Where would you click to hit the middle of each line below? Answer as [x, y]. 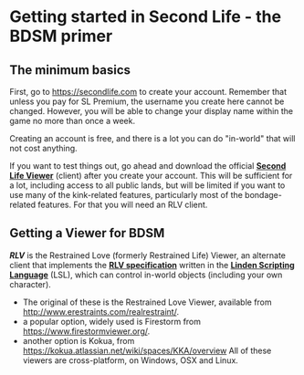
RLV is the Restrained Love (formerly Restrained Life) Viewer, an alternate [147, 255]
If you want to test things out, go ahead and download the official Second [148, 166]
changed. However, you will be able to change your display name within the [152, 111]
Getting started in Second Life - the [145, 17]
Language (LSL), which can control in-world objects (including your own [146, 275]
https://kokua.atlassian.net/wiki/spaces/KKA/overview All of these [147, 350]
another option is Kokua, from [79, 340]
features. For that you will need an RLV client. [123, 204]
